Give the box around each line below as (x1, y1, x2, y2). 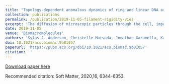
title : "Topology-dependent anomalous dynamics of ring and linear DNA (5, 7, 158, 13)
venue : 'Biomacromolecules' (5, 31, 64, 36)
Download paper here (5, 63, 50, 69)
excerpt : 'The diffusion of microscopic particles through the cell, (5, 21, 154, 27)
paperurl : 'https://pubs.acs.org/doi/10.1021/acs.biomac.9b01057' (5, 45, 147, 50)
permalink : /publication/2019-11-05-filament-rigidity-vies (5, 17, 134, 22)
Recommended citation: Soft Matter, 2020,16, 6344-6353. (5, 73, 125, 79)
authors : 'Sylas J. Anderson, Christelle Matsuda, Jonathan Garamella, (5, 36, 158, 41)
